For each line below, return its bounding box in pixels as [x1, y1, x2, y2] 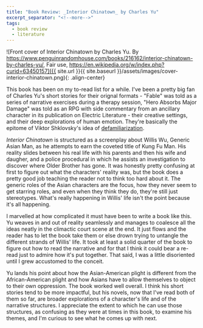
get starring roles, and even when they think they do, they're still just [6, 188, 178, 195]
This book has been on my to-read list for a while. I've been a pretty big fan [6, 86, 195, 93]
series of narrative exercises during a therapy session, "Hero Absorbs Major [6, 98, 197, 106]
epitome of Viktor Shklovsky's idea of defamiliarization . [6, 125, 145, 132]
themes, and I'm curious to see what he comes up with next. [6, 315, 157, 322]
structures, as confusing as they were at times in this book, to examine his [6, 308, 192, 316]
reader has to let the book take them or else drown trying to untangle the [6, 232, 188, 239]
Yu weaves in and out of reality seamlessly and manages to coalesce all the [6, 219, 196, 227]
